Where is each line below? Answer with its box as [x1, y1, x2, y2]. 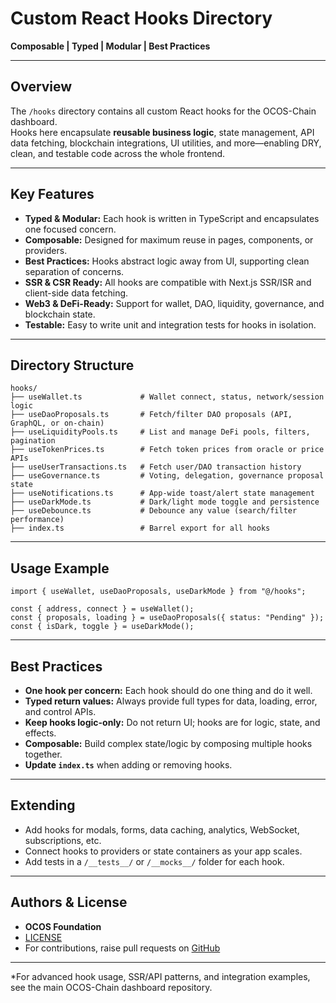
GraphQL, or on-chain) [10, 418, 105, 429]
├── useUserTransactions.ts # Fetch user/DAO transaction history [10, 462, 302, 472]
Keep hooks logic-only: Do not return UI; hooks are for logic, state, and [24, 717, 321, 728]
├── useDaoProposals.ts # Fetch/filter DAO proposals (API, [10, 410, 293, 420]
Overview [10, 78, 73, 96]
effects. [24, 727, 57, 739]
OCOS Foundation [24, 920, 102, 932]
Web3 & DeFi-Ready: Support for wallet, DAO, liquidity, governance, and [24, 297, 325, 309]
